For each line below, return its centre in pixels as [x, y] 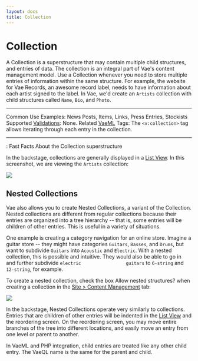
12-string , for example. [35, 269]
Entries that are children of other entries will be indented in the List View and [99, 316]
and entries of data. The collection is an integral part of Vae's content [90, 69]
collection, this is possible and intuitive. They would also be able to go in [94, 257]
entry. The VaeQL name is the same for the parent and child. [79, 352]
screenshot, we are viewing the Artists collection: [67, 164]
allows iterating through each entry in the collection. [69, 130]
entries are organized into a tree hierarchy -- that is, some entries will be [94, 220]
